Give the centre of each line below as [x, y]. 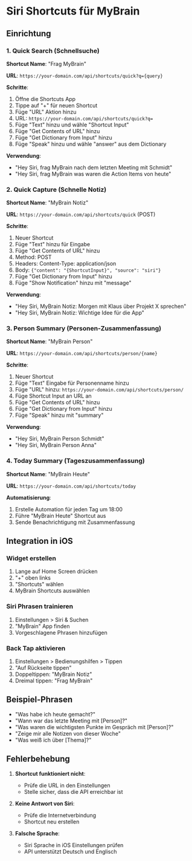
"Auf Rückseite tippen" [43, 668]
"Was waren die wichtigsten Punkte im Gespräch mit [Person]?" [94, 727]
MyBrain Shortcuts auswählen [52, 591]
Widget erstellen [31, 558]
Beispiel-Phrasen [40, 700]
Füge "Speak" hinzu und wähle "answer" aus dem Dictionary [91, 144]
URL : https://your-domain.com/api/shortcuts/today [71, 486]
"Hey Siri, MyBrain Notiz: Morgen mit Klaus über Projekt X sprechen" [101, 306]
